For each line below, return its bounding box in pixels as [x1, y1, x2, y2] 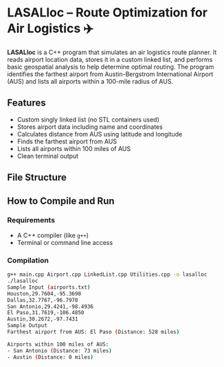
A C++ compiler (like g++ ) [16, 231, 89, 239]
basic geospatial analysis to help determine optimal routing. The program [7, 62, 214, 71]
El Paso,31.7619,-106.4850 [7, 309, 85, 316]
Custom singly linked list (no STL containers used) [16, 115, 160, 123]
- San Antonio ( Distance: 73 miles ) [7, 347, 112, 354]
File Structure [7, 171, 67, 183]
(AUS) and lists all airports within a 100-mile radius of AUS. [7, 77, 174, 85]
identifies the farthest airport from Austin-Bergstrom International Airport [7, 70, 214, 78]
